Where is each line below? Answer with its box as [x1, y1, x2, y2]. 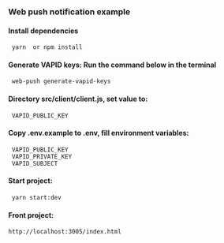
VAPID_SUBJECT [11, 159, 58, 167]
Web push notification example [8, 6, 131, 17]
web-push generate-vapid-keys [11, 77, 111, 85]
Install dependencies [8, 26, 79, 36]
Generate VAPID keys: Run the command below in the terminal [8, 60, 217, 69]
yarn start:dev [11, 193, 62, 201]
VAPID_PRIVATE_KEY [11, 152, 73, 160]
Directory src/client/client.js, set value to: [8, 94, 148, 103]
